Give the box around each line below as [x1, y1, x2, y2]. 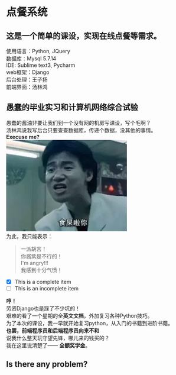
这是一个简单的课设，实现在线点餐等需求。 [6, 31, 161, 41]
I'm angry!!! [20, 259, 49, 266]
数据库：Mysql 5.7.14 [6, 55, 57, 62]
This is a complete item [14, 278, 71, 285]
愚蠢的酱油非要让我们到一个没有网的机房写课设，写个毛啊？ [6, 119, 151, 126]
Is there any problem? [6, 359, 88, 370]
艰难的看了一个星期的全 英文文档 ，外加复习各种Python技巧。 [6, 312, 153, 319]
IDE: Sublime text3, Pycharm [6, 62, 76, 69]
